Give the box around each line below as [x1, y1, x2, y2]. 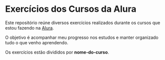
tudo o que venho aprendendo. [5, 39, 68, 45]
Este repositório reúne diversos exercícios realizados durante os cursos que [5, 20, 161, 26]
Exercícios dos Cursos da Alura [5, 3, 137, 15]
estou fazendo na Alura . [5, 25, 54, 30]
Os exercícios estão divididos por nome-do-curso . [5, 49, 110, 55]
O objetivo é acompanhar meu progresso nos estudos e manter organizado [5, 34, 159, 40]
